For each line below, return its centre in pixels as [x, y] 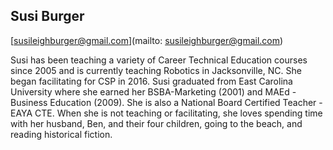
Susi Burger [47, 16]
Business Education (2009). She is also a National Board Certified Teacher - [166, 102]
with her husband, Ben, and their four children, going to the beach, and [156, 123]
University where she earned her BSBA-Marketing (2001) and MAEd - [153, 91]
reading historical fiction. [61, 134]
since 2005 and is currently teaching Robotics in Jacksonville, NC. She [156, 70]
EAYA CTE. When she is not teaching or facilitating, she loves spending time [166, 113]
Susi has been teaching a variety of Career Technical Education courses [159, 60]
